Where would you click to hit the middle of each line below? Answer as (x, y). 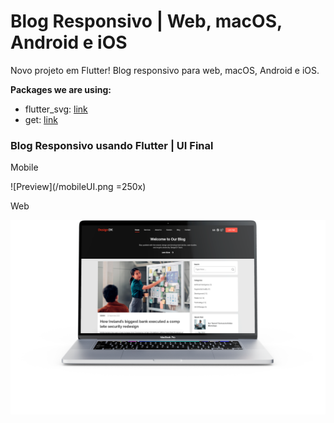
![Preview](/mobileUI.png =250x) (78, 187)
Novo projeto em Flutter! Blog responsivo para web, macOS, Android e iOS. (165, 70)
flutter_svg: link (56, 109)
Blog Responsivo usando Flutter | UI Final (112, 145)
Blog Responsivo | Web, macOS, (146, 21)
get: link (41, 119)
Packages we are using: (61, 89)
